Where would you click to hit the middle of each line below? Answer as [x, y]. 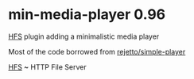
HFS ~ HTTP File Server [47, 67]
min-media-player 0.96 [87, 15]
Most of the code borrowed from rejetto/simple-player [97, 51]
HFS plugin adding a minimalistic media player [84, 36]
